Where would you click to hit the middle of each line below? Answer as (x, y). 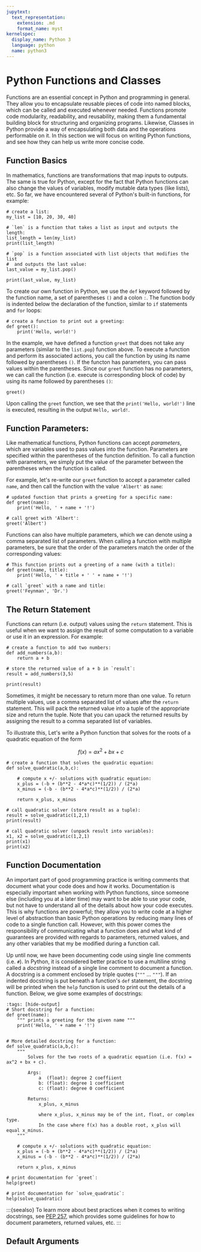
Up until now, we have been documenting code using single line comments (99, 955)
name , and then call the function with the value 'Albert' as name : (85, 486)
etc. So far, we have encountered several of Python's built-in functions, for (98, 194)
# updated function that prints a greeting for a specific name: (89, 498)
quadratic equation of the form (44, 739)
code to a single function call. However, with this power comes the (88, 924)
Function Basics (37, 161)
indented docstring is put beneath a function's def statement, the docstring (99, 980)
